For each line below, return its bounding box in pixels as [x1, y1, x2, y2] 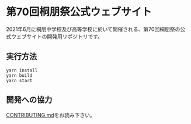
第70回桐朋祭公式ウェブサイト [6, 5, 152, 19]
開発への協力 [6, 95, 53, 105]
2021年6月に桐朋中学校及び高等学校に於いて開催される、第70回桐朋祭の [6, 26, 180, 33]
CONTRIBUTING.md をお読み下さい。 [6, 111, 95, 118]
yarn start [6, 77, 33, 83]
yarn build [6, 72, 33, 79]
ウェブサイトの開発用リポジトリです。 [11, 33, 103, 40]
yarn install [6, 68, 38, 73]
